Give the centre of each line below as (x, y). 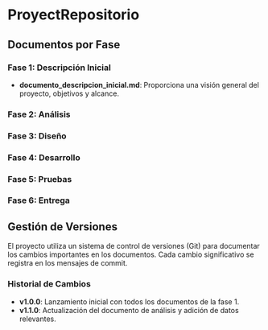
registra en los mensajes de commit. (68, 263)
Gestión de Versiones (63, 227)
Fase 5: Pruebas (40, 179)
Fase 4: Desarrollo (44, 157)
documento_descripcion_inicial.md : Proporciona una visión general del (139, 85)
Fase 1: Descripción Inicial (60, 68)
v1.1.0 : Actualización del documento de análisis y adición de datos (129, 310)
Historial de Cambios (49, 284)
